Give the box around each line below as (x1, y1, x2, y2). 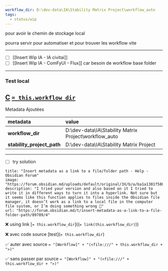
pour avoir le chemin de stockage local (5, 31, 85, 37)
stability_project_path (7, 141, 61, 148)
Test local (5, 78, 29, 85)
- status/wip (9, 17, 37, 22)
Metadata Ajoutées (5, 106, 44, 113)
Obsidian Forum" (5, 173, 39, 178)
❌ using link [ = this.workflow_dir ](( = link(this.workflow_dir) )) (5, 221, 139, 227)
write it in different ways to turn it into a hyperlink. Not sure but (5, 191, 157, 196)
